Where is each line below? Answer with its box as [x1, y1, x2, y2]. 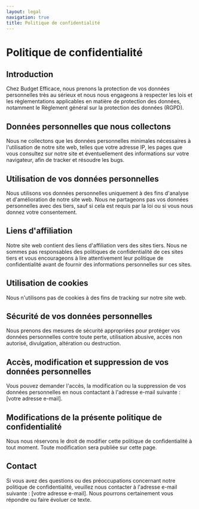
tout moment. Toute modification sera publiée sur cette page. [6, 444, 157, 451]
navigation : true [6, 14, 50, 20]
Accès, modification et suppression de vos [6, 357, 169, 367]
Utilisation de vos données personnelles [6, 174, 160, 184]
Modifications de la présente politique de [6, 412, 163, 422]
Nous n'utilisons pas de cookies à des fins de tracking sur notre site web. [6, 294, 187, 301]
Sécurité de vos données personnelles [6, 311, 152, 321]
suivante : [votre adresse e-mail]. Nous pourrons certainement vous [6, 489, 173, 496]
